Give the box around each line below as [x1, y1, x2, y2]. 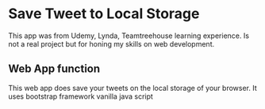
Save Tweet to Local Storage [8, 5, 200, 23]
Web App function [8, 62, 101, 76]
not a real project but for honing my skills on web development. [8, 39, 215, 48]
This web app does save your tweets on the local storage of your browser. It [8, 83, 257, 92]
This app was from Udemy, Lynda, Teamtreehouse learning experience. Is [8, 31, 250, 40]
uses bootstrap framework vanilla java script [8, 92, 153, 101]
